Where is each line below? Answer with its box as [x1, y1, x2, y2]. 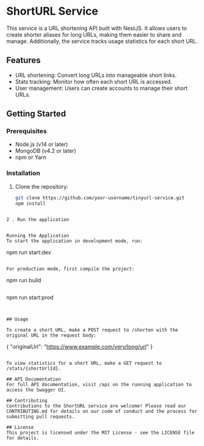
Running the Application [6, 233, 69, 239]
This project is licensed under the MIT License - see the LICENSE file [6, 430, 195, 436]
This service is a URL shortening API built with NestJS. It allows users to [6, 24, 188, 32]
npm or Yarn [15, 154, 47, 161]
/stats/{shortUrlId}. [6, 365, 62, 372]
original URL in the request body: [6, 332, 97, 338]
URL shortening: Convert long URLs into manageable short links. [15, 71, 177, 79]
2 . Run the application [6, 217, 69, 223]
